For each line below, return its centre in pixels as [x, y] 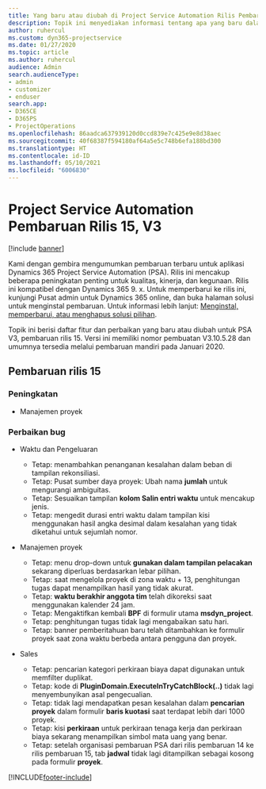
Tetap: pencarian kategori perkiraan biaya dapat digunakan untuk [138, 669]
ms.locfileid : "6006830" [49, 170]
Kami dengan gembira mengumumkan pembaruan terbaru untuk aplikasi [126, 263]
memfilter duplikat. [62, 677]
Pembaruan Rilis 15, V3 [85, 226]
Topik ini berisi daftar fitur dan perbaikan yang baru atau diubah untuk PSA [130, 329]
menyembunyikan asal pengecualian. [92, 694]
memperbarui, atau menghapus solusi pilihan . [82, 314]
